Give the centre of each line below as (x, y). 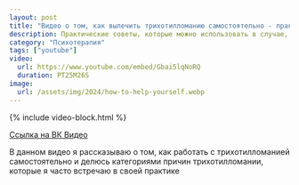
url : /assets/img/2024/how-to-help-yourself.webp (111, 92)
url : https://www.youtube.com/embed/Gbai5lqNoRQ (109, 68)
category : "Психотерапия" (57, 42)
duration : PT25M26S (53, 76)
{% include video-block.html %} (68, 117)
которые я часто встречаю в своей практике (94, 171)
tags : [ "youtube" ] (43, 51)
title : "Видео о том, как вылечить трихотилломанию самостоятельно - (141, 26)
